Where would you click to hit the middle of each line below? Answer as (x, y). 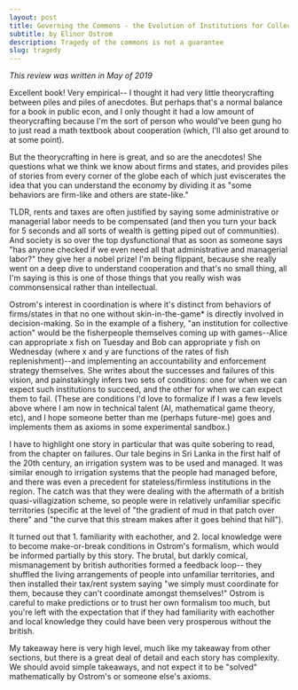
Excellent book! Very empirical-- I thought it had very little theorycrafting (142, 93)
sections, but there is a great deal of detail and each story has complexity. (145, 658)
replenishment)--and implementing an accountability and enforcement (138, 361)
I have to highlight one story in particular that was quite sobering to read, (142, 444)
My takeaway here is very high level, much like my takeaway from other (140, 648)
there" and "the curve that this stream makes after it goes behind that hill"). (146, 520)
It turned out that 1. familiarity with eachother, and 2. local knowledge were (145, 537)
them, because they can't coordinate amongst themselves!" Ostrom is (137, 593)
